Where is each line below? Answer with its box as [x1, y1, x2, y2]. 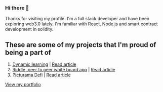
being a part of [5, 48, 51, 56]
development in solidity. [5, 26, 54, 32]
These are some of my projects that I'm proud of [5, 41, 157, 49]
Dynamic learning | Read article [12, 61, 77, 67]
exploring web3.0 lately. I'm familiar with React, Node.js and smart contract [5, 21, 158, 27]
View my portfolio [5, 82, 41, 88]
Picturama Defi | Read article [12, 72, 71, 78]
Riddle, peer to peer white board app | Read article [12, 67, 115, 73]
